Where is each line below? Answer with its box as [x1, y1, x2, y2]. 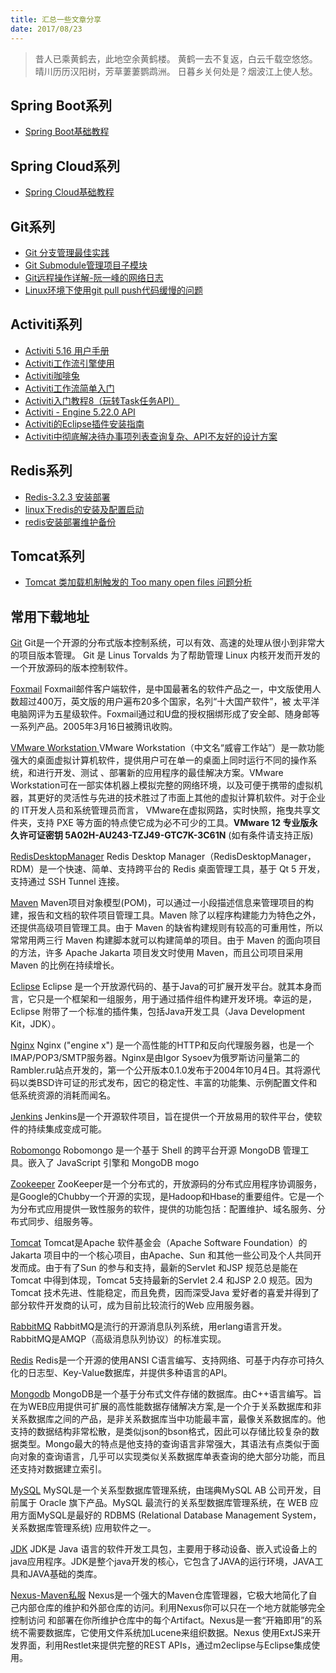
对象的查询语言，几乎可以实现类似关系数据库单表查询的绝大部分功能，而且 [18, 1451, 326, 1463]
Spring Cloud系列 [10, 157, 121, 175]
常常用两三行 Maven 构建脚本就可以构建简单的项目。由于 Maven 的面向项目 [10, 934, 322, 946]
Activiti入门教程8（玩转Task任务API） [24, 394, 180, 406]
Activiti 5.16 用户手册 [24, 344, 110, 356]
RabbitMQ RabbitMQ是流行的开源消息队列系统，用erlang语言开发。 [10, 1321, 288, 1333]
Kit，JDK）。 [10, 1018, 62, 1030]
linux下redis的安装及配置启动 [24, 503, 145, 515]
